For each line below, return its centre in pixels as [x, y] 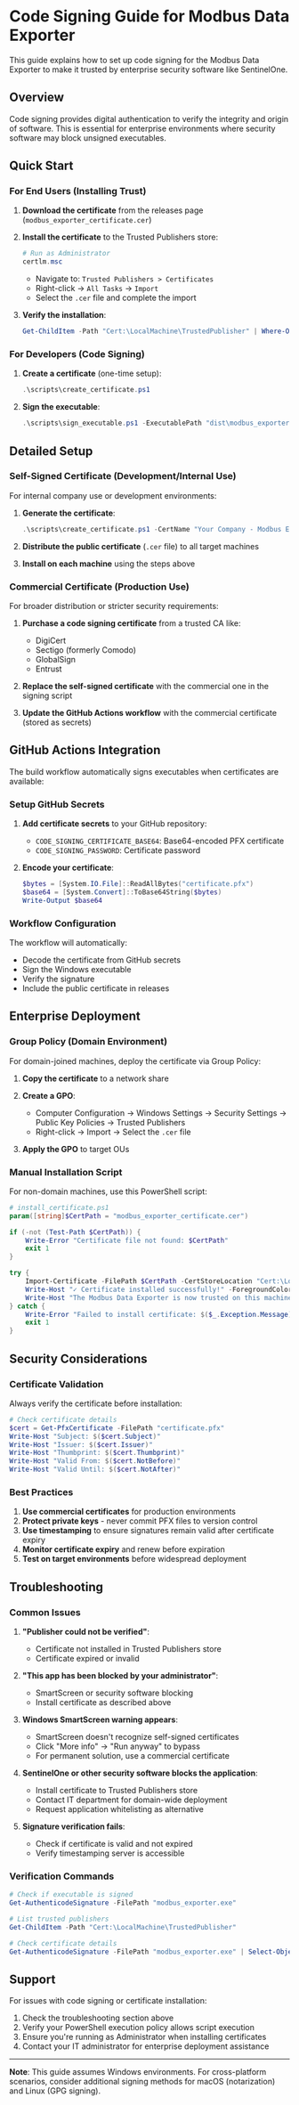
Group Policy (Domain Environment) [88, 1042]
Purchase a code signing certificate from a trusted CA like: [132, 623]
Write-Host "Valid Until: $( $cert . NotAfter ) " [95, 1470]
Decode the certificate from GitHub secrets [101, 960]
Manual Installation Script [66, 1172]
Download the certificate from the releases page [113, 210]
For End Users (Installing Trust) [78, 191]
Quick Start [41, 166]
